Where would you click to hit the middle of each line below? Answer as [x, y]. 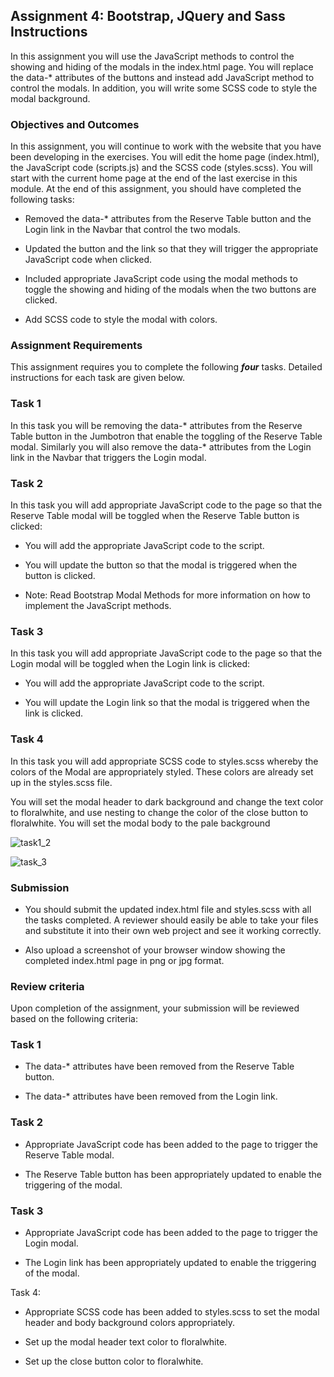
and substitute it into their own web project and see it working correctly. [173, 930]
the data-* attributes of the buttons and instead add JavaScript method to [162, 77]
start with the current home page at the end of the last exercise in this [154, 178]
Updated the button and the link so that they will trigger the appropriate [171, 249]
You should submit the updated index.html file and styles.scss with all [168, 909]
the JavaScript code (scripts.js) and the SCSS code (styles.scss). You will [161, 168]
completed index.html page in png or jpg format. [124, 960]
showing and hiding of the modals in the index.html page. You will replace [162, 66]
